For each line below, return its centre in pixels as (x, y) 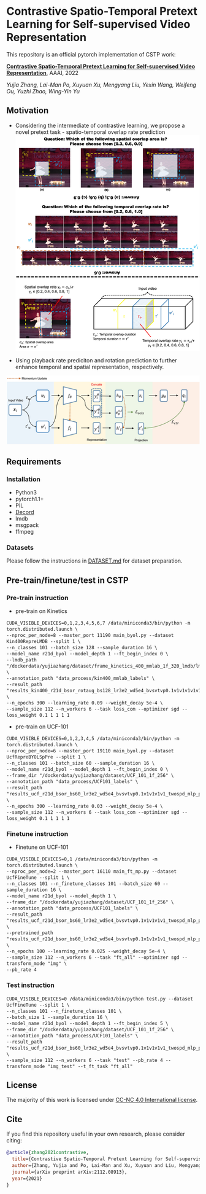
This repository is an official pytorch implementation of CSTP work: (91, 54)
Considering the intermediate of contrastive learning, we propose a (100, 125)
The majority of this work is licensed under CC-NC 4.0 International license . (102, 1100)
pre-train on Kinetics (41, 611)
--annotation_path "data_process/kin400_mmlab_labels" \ (81, 678)
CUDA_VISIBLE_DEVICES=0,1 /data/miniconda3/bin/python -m (82, 859)
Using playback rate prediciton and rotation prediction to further (96, 361)
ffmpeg (25, 531)
